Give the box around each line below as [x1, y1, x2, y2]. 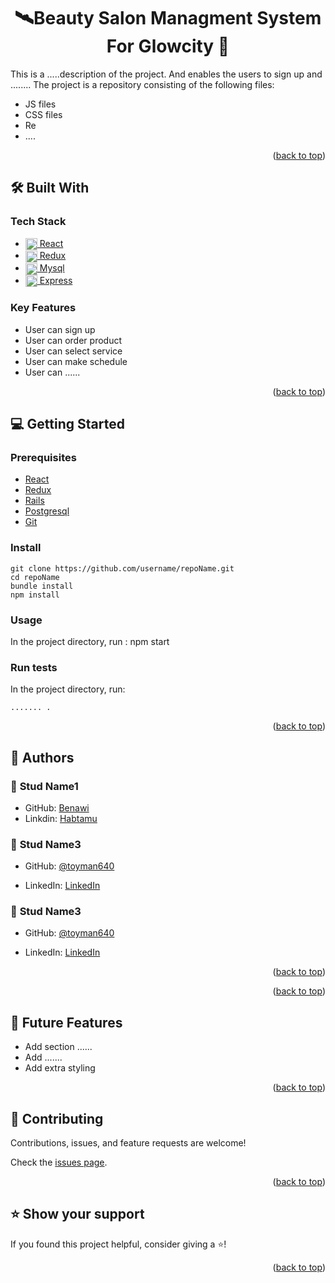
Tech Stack [10, 215, 67, 229]
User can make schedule [24, 355, 128, 367]
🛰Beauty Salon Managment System [14, 7, 322, 30]
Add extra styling [24, 1062, 96, 1074]
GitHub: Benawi [24, 801, 90, 814]
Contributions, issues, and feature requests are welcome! [10, 1137, 247, 1149]
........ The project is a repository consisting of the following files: [10, 78, 275, 90]
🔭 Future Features [10, 1014, 123, 1031]
